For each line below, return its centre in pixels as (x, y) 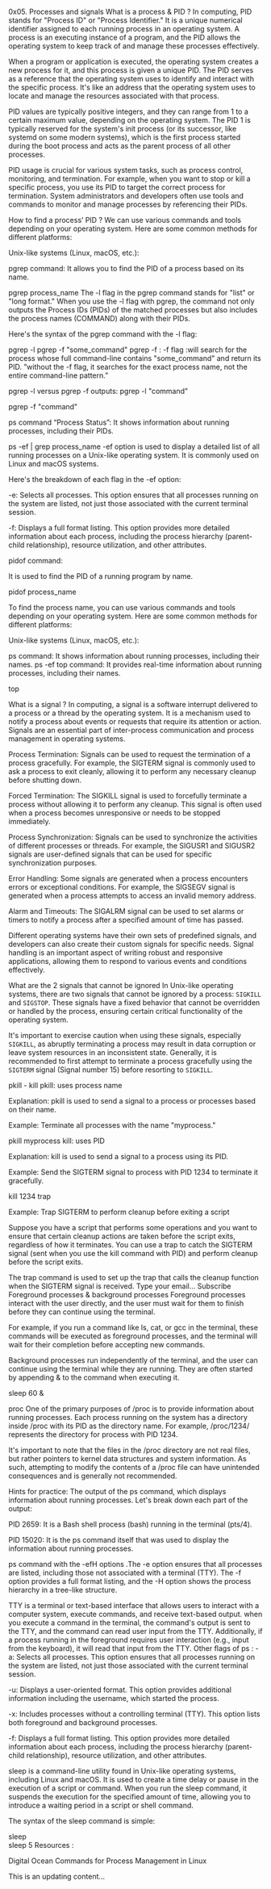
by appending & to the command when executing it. (94, 1377)
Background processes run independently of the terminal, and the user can (133, 1360)
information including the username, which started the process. (114, 1698)
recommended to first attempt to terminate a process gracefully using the (130, 1061)
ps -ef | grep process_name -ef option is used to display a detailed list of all (134, 446)
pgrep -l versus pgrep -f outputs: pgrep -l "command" (98, 391)
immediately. (29, 821)
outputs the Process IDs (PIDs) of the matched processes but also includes (133, 310)
